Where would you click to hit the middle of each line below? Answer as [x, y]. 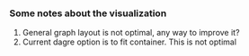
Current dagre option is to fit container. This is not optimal [129, 42]
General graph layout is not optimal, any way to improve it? [131, 33]
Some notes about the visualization [88, 13]
